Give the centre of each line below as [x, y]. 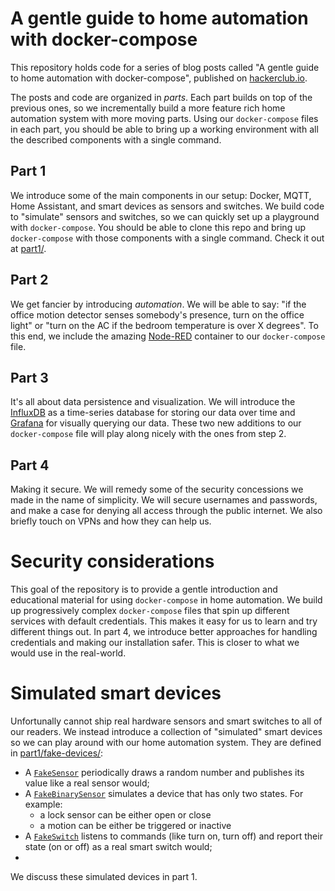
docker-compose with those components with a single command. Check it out [167, 238]
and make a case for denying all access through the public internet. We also [166, 511]
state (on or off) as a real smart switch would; [118, 847]
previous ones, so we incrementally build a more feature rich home [148, 108]
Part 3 [29, 377]
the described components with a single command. [116, 139]
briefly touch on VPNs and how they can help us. [111, 521]
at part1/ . [28, 248]
